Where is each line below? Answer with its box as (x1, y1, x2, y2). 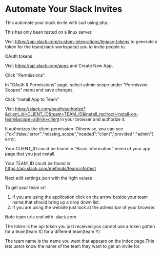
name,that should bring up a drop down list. (12, 199, 100, 205)
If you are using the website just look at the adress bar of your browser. (12, 204, 156, 210)
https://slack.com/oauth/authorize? (15, 106, 86, 112)
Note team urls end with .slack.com (5, 214, 77, 220)
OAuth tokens (5, 53, 33, 59)
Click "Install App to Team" (5, 96, 60, 102)
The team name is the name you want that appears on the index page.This (5, 238, 155, 244)
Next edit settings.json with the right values (5, 175, 92, 181)
